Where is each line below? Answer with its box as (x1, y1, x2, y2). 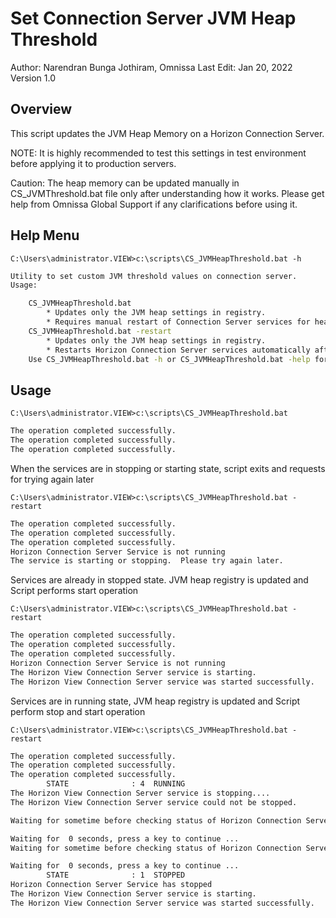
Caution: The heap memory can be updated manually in (10, 177, 240, 189)
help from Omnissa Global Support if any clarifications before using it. (10, 198, 298, 210)
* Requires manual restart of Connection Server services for (46, 317, 311, 327)
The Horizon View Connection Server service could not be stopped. (10, 797, 298, 807)
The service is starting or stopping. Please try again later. (10, 556, 284, 566)
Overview (10, 101, 73, 118)
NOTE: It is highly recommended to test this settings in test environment (10, 147, 307, 159)
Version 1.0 (10, 72, 56, 84)
